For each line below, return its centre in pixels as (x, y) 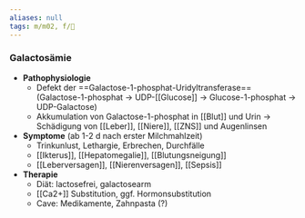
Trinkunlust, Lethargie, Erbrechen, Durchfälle (120, 145)
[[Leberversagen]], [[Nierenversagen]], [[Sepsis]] (129, 164)
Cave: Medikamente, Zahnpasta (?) (102, 203)
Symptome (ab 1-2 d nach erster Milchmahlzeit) (112, 135)
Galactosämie (41, 58)
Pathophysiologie (56, 77)
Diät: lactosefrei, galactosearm (94, 183)
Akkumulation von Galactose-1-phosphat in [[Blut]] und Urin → (153, 116)
